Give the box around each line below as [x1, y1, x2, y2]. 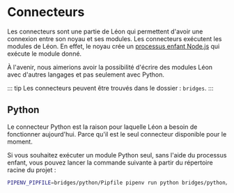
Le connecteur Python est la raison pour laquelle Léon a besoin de [7, 123, 198, 131]
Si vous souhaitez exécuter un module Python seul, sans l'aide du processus [7, 150, 227, 159]
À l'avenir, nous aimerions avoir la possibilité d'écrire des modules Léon [7, 63, 213, 71]
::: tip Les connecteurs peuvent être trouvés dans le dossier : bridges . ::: [7, 84, 214, 92]
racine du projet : [7, 165, 56, 174]
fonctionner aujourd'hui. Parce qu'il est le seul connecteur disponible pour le [7, 130, 227, 138]
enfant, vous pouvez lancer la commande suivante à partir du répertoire [7, 158, 214, 167]
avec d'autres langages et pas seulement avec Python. [7, 70, 165, 79]
